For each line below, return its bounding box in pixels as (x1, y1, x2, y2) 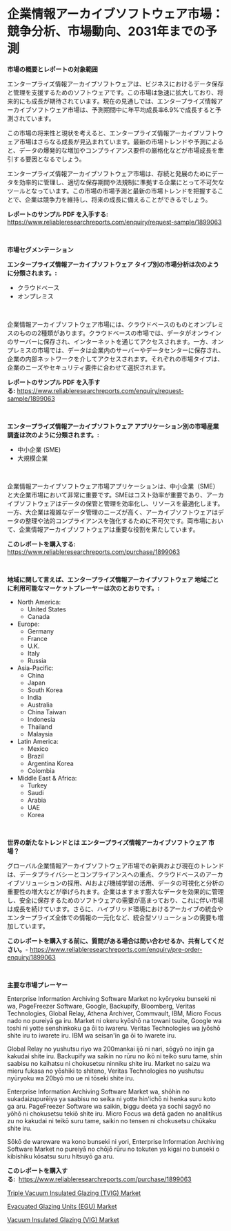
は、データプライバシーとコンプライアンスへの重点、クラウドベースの (7, 870, 205, 878)
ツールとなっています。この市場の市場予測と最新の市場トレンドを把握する (7, 187, 218, 195)
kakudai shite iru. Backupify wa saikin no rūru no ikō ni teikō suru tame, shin (7, 1051, 223, 1060)
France (27, 634, 48, 642)
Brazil (27, 752, 44, 760)
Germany (27, 627, 54, 636)
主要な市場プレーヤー (7, 980, 68, 989)
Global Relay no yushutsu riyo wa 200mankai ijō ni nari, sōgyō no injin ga (7, 1044, 214, 1053)
